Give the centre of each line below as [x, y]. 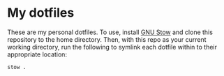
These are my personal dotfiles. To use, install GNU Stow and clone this [110, 32]
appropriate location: [37, 54]
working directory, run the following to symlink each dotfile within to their [112, 47]
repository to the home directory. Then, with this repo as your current [107, 39]
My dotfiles [41, 13]
